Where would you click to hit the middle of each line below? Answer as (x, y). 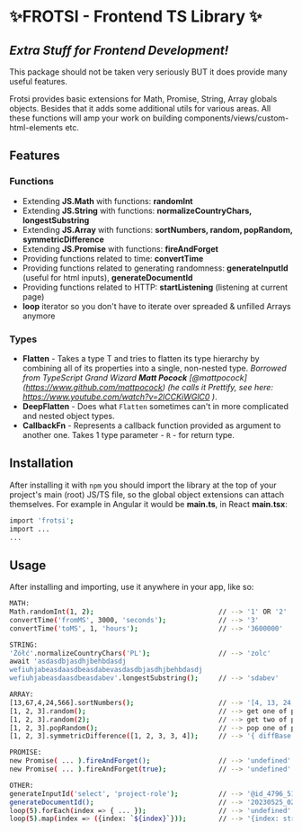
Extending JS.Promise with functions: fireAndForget (120, 248)
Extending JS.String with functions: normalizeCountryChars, (137, 210)
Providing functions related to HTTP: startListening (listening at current (155, 287)
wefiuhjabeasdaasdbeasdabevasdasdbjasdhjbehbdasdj (106, 670)
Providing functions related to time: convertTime (113, 258)
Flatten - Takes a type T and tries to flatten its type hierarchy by (141, 358)
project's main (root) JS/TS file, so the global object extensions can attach (147, 494)
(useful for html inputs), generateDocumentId (107, 277)
